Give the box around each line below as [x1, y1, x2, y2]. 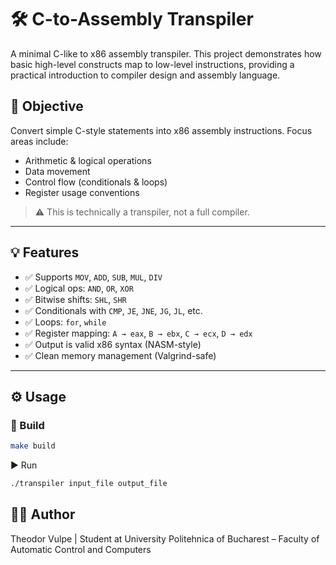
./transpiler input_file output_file [10, 479, 168, 489]
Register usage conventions [24, 186, 140, 198]
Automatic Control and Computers [10, 543, 152, 555]
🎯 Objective [10, 98, 84, 115]
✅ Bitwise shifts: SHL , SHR [24, 293, 127, 305]
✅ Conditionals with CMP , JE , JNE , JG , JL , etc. [24, 304, 203, 316]
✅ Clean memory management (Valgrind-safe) [24, 349, 217, 361]
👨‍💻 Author [10, 506, 76, 523]
